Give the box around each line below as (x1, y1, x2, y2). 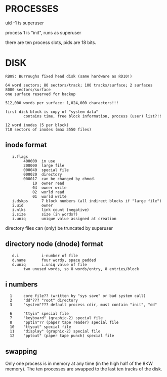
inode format (5, 141, 47, 149)
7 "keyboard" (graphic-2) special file (10, 316, 103, 321)
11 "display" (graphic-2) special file (10, 329, 101, 334)
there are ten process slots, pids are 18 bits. (5, 39, 96, 46)
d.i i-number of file (12, 253, 78, 258)
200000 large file (23, 163, 65, 168)
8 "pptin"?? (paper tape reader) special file (10, 320, 119, 325)
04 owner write (32, 185, 67, 190)
